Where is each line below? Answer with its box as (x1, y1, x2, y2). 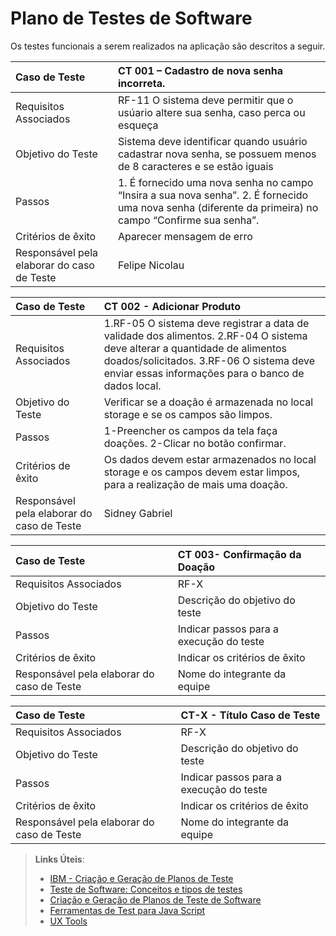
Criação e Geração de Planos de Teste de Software (49, 893, 262, 906)
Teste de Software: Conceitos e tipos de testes (49, 883, 243, 895)
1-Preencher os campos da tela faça (103, 423, 278, 437)
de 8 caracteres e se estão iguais (117, 159, 274, 173)
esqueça (117, 118, 159, 132)
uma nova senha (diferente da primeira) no (117, 200, 319, 214)
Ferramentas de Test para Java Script (49, 904, 206, 916)
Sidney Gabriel (103, 506, 173, 520)
